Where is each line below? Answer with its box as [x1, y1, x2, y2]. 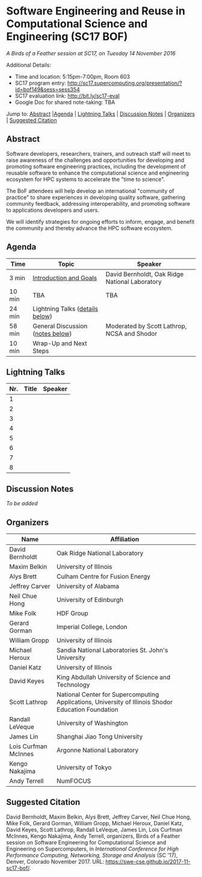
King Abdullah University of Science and [57, 673, 171, 681]
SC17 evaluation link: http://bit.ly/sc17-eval [14, 92, 120, 99]
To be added [6, 500, 38, 507]
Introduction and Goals [32, 274, 97, 282]
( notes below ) [32, 329, 72, 337]
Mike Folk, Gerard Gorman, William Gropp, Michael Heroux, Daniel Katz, [6, 819, 184, 826]
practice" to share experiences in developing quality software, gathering [6, 194, 185, 201]
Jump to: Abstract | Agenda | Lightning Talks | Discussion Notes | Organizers [6, 110, 195, 117]
